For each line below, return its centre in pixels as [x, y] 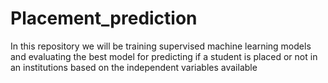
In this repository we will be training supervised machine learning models [161, 46]
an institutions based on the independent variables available [134, 67]
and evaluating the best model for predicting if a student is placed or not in [164, 56]
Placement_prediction [104, 18]
